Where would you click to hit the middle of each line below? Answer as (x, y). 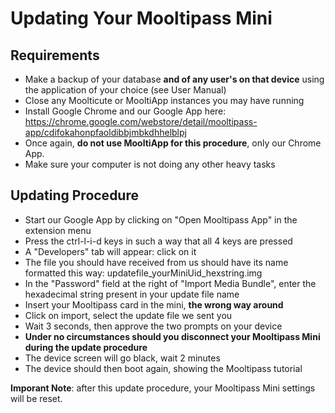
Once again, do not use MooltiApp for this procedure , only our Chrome (173, 143)
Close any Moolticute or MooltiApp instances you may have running (164, 100)
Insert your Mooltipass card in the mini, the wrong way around (154, 304)
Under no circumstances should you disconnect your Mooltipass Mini (172, 336)
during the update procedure (86, 347)
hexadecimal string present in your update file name (132, 294)
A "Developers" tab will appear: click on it (110, 251)
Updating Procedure (74, 195)
